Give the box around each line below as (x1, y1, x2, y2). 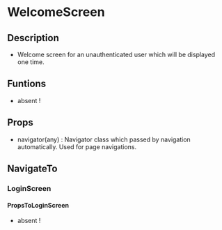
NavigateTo (7, 163, 58, 175)
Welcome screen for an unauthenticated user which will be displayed (17, 50, 216, 59)
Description (7, 32, 59, 44)
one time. (17, 58, 45, 66)
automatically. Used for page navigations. (17, 142, 137, 151)
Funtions (7, 78, 47, 90)
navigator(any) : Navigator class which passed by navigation (17, 135, 191, 144)
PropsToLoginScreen (7, 201, 70, 209)
